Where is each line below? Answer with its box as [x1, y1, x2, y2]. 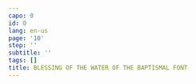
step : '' [8, 42, 38, 50]
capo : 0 [8, 11, 34, 20]
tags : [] [8, 57, 38, 65]
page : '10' [8, 34, 45, 42]
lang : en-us [8, 26, 48, 34]
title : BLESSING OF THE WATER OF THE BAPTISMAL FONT [8, 64, 188, 72]
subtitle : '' [8, 49, 52, 57]
